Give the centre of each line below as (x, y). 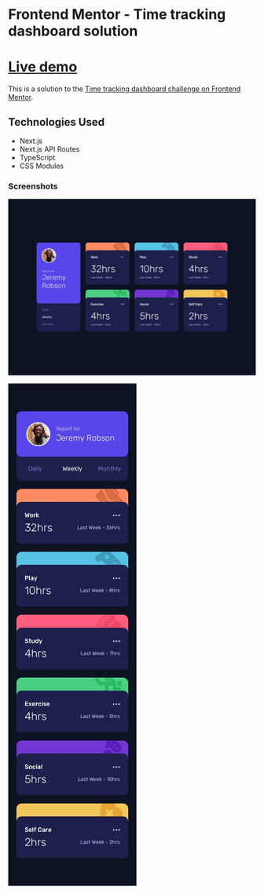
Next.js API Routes (49, 149)
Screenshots (33, 186)
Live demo (43, 67)
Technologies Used (56, 122)
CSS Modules (42, 166)
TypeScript (37, 157)
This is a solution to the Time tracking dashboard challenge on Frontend (125, 89)
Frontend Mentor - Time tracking (117, 15)
